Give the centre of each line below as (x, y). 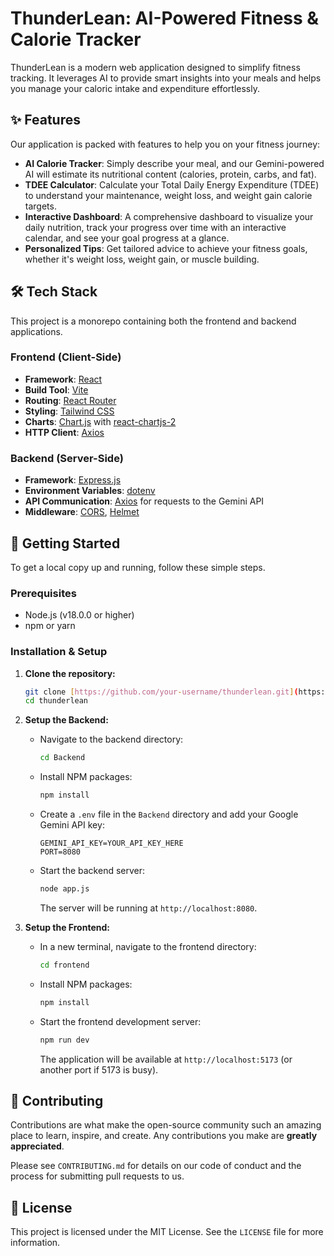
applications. (36, 331)
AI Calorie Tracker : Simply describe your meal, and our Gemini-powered (174, 163)
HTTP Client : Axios (64, 432)
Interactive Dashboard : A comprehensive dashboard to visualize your (169, 216)
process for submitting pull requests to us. (97, 1176)
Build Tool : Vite (56, 389)
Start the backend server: (92, 871)
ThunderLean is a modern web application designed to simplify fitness (155, 67)
